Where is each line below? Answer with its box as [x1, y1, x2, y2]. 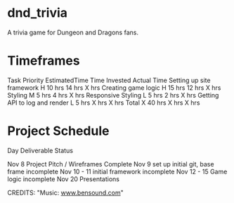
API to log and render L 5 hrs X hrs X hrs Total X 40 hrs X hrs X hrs [7, 98, 200, 107]
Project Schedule [7, 123, 110, 139]
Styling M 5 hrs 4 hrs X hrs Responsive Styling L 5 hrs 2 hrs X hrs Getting [7, 91, 219, 99]
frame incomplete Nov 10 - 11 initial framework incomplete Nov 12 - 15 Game [7, 167, 228, 176]
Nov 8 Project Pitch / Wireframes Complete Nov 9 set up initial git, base [7, 159, 214, 168]
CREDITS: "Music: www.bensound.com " [7, 188, 124, 197]
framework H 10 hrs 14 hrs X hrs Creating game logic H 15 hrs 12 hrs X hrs [7, 83, 221, 92]
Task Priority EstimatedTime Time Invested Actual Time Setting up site [7, 76, 211, 84]
